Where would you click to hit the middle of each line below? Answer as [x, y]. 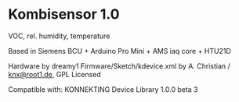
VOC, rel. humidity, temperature [59, 36]
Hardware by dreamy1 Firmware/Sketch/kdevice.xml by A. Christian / [119, 66]
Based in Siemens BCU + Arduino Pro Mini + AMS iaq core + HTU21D [119, 51]
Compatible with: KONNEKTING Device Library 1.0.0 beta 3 [103, 89]
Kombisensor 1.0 [64, 14]
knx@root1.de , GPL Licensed [55, 74]
